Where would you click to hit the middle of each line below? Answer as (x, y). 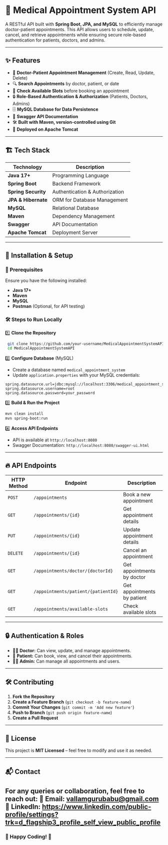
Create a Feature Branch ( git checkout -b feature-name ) (72, 702)
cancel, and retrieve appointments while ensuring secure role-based (76, 35)
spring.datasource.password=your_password (50, 393)
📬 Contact (23, 772)
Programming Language (80, 175)
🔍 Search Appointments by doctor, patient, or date (66, 83)
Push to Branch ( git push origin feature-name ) (62, 713)
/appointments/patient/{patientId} (76, 591)
